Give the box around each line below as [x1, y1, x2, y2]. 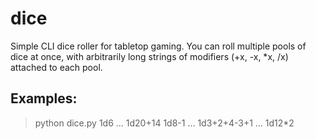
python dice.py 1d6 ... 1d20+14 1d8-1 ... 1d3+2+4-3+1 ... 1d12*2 [34, 117, 295, 129]
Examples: [10, 90, 78, 107]
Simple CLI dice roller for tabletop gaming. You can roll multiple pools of [10, 40, 307, 52]
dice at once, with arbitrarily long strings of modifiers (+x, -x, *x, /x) [10, 50, 289, 62]
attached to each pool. [10, 61, 103, 73]
